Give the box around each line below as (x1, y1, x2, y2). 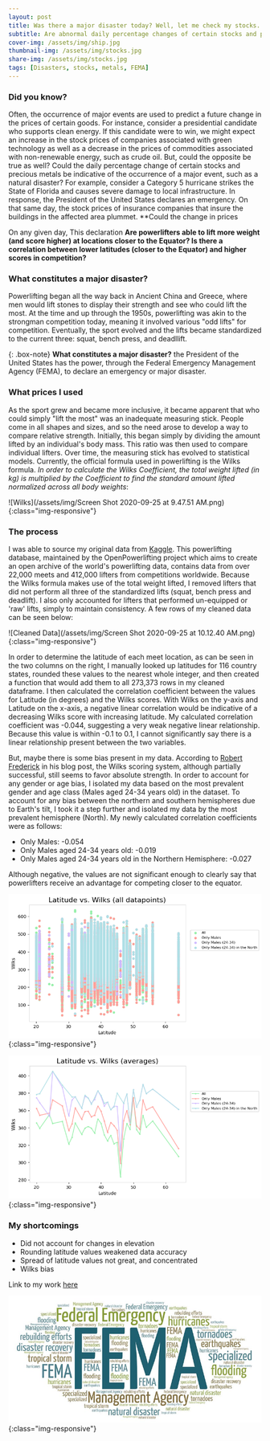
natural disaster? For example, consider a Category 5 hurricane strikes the (8, 178, 255, 188)
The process (8, 526, 59, 537)
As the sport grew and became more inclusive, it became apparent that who (8, 405, 260, 414)
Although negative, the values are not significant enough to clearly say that (8, 870, 257, 880)
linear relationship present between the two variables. (8, 737, 186, 747)
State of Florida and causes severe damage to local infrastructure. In (8, 186, 235, 196)
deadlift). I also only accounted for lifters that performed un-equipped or (8, 595, 247, 606)
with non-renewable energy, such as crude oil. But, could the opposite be (8, 153, 252, 162)
